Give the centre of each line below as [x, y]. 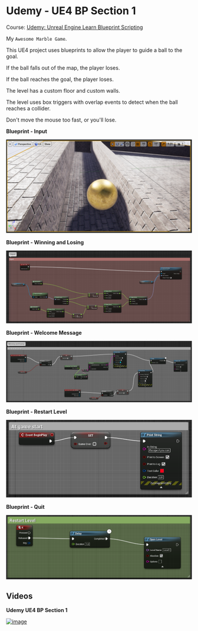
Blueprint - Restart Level [37, 411]
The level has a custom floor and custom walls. [63, 90]
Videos [19, 596]
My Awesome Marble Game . [37, 38]
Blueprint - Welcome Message [44, 333]
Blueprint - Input [27, 131]
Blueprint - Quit [26, 506]
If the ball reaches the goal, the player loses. [60, 79]
